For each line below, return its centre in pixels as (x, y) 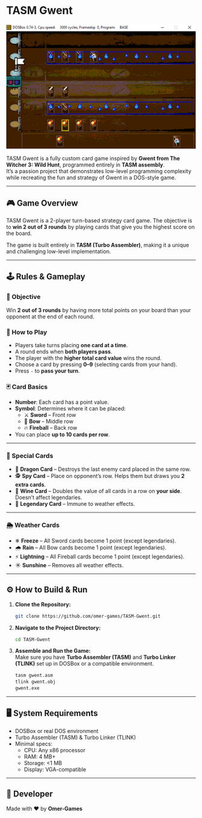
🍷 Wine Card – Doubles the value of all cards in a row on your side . (98, 491)
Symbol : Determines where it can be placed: (70, 409)
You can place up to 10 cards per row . (62, 435)
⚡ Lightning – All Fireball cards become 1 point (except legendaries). (99, 556)
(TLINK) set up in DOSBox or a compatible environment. (84, 664)
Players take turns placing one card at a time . (71, 345)
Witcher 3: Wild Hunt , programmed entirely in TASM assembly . (86, 165)
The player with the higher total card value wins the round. (88, 358)
